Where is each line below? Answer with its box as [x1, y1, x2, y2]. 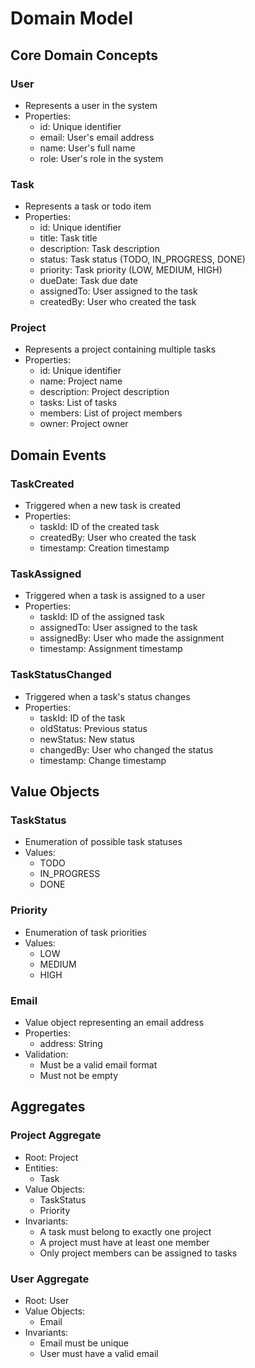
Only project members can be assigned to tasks [39, 1247, 238, 1259]
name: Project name [39, 375, 123, 387]
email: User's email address [39, 131, 155, 143]
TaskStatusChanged [10, 668, 112, 682]
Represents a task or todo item [24, 200, 152, 212]
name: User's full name [39, 142, 136, 154]
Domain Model [10, 7, 134, 30]
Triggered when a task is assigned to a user [24, 590, 206, 602]
